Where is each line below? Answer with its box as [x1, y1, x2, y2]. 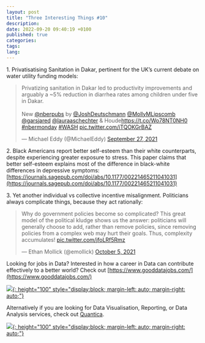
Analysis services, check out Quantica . [6, 310, 105, 318]
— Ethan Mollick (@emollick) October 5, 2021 [21, 248, 136, 255]
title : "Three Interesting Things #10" [6, 15, 108, 21]
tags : [6, 44, 20, 50]
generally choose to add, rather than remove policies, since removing [21, 223, 197, 230]
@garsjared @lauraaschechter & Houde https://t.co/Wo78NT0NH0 [21, 117, 188, 124]
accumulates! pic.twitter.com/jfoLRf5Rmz [21, 236, 125, 243]
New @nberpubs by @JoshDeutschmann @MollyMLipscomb [21, 110, 176, 117]
